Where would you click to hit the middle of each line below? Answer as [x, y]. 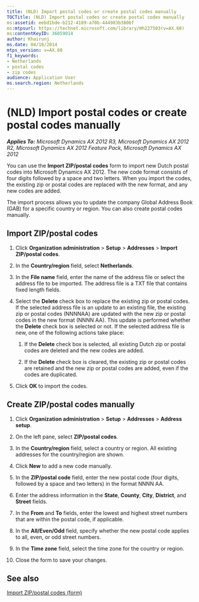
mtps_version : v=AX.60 [35, 50]
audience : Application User [41, 78]
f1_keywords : [23, 56]
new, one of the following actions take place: [70, 332]
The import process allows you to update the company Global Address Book [100, 202]
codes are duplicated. [51, 374]
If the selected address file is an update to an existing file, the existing [100, 307]
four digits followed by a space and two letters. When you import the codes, [99, 178]
